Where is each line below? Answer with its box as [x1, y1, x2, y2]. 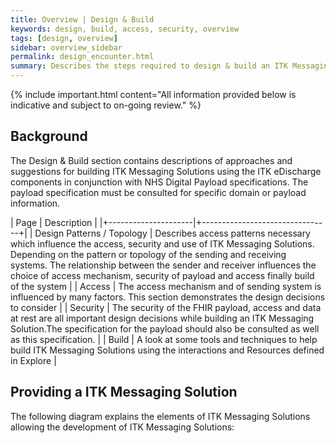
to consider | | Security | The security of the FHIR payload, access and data [10, 301, 322, 313]
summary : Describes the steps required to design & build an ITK [10, 61, 288, 71]
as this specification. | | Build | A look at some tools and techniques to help [10, 333, 318, 345]
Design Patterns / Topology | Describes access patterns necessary [34, 227, 311, 239]
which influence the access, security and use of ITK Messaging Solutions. [10, 237, 315, 250]
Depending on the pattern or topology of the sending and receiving [10, 248, 287, 260]
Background [10, 128, 88, 145]
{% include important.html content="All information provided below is [10, 89, 297, 100]
